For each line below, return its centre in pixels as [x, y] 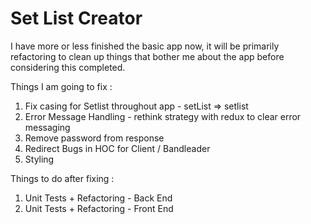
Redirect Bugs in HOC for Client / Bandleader [117, 148]
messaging [47, 127]
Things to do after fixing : [62, 178]
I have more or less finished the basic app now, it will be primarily [145, 46]
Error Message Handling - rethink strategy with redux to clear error [163, 116]
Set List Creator [76, 18]
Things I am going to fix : [61, 86]
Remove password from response [94, 138]
